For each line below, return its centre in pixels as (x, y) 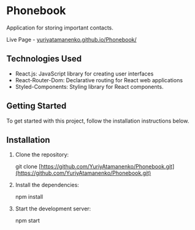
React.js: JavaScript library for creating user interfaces (84, 74)
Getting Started (36, 106)
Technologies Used (44, 59)
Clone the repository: (42, 155)
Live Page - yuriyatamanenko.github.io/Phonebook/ (71, 39)
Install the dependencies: (47, 185)
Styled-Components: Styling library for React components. (89, 86)
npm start (27, 221)
